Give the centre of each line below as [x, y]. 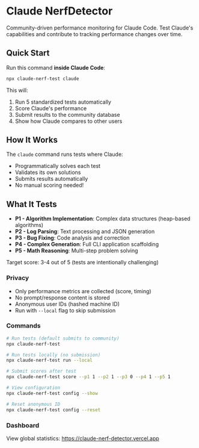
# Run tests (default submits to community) [63, 338]
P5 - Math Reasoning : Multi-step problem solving [76, 250]
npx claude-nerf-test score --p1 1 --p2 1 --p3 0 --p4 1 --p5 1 [88, 377]
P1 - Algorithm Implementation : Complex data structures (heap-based [103, 219]
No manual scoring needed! [49, 185]
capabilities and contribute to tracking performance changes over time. [94, 34]
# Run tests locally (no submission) [54, 355]
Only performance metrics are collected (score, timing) [83, 291]
